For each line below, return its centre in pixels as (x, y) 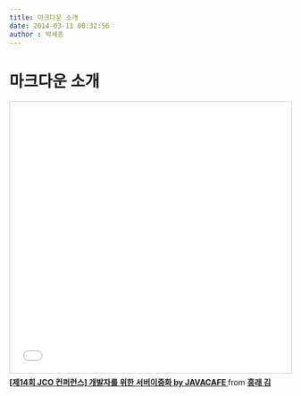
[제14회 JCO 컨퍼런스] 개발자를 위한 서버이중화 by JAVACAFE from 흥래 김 (140, 383)
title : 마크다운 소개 (44, 17)
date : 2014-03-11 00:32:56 (59, 26)
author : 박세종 (37, 34)
